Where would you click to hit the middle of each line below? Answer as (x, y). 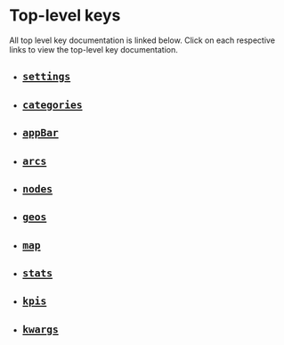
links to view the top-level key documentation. (93, 49)
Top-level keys (65, 16)
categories (52, 105)
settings (46, 77)
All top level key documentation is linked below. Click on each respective (142, 40)
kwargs (41, 329)
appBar (41, 133)
